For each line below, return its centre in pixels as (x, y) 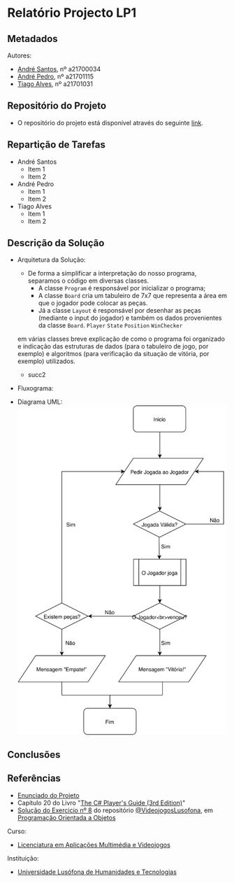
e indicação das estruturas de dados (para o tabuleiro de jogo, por (113, 346)
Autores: (20, 55)
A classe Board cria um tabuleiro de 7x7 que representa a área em (133, 296)
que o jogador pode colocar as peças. (93, 303)
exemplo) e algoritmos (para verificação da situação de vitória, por (113, 354)
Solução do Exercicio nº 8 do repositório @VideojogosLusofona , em (115, 810)
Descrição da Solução (56, 243)
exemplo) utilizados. (46, 361)
